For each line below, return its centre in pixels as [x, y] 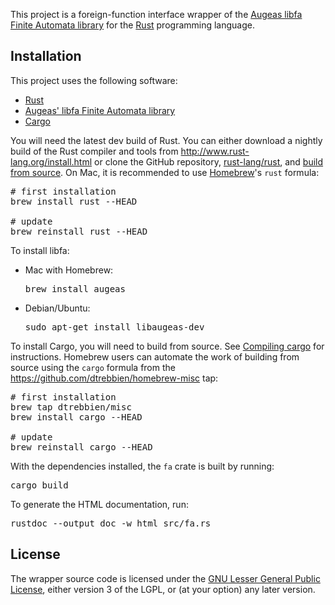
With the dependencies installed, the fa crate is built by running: [142, 466]
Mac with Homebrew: [69, 270]
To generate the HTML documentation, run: [99, 504]
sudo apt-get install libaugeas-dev [114, 327]
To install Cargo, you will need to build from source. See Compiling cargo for [167, 346]
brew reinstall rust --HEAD [79, 231]
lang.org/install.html [51, 161]
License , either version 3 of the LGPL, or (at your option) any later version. [163, 589]
